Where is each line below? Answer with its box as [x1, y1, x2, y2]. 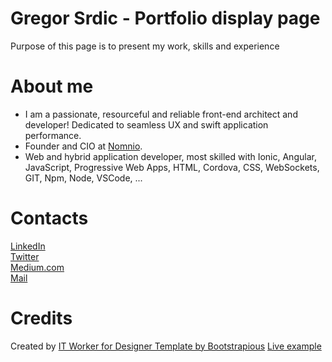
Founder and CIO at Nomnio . [24, 140, 143, 152]
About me [10, 75, 94, 98]
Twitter [10, 250, 40, 262]
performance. [24, 129, 82, 141]
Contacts [10, 207, 89, 230]
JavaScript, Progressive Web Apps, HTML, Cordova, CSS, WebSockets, [24, 161, 320, 173]
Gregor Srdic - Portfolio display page [10, 7, 321, 30]
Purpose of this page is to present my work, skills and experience [10, 40, 280, 52]
